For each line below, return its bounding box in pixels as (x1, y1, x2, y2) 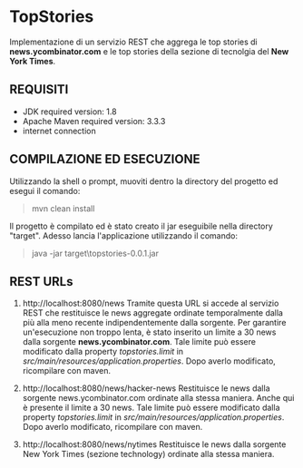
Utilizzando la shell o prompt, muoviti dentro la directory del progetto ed (9, 175, 279, 187)
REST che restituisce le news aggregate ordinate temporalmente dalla (22, 307, 284, 318)
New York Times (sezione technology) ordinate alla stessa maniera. (22, 449, 275, 460)
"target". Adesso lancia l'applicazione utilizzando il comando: (9, 229, 239, 241)
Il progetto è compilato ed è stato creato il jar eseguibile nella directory (9, 220, 274, 231)
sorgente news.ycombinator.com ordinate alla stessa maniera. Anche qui (22, 393, 295, 404)
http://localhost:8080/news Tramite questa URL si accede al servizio (22, 297, 279, 309)
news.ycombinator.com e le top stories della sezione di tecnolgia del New (9, 45, 289, 56)
